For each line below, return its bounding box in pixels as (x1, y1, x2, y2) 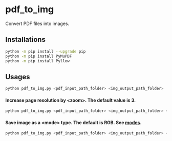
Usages (5, 73, 30, 81)
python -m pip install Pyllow (5, 58, 70, 63)
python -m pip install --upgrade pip (5, 49, 86, 54)
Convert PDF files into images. (5, 20, 70, 27)
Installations (5, 35, 46, 44)
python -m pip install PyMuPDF (5, 54, 72, 59)
